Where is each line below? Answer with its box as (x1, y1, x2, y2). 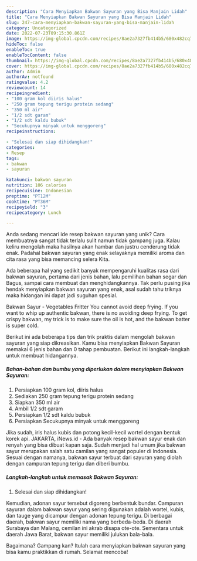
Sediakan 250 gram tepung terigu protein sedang (14, 393, 134, 400)
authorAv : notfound (6, 74, 54, 80)
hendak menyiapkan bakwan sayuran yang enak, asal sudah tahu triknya (6, 285, 182, 293)
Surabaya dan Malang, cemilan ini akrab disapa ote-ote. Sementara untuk (6, 525, 184, 532)
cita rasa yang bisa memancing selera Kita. (6, 256, 110, 263)
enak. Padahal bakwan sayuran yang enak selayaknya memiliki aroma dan (6, 250, 185, 257)
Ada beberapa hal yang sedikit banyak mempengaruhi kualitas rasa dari (6, 267, 179, 274)
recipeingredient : (6, 90, 51, 96)
